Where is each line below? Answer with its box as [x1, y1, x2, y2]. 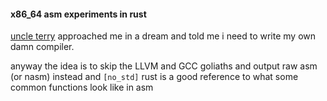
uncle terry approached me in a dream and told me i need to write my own [10, 30, 317, 42]
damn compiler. [10, 41, 75, 53]
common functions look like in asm [10, 81, 154, 94]
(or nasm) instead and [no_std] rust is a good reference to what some [10, 71, 299, 83]
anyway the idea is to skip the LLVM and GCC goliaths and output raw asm [10, 60, 318, 72]
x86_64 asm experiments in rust [10, 8, 147, 20]
